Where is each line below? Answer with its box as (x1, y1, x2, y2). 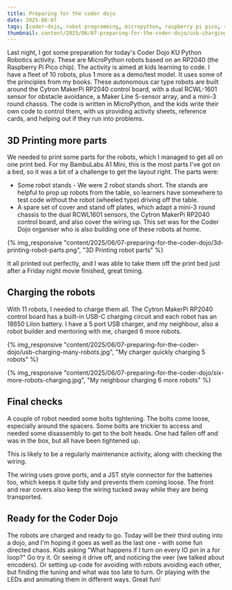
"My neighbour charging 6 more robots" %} (86, 376, 211, 384)
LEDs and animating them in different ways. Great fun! (7, 575, 161, 583)
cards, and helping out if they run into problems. (7, 115, 144, 123)
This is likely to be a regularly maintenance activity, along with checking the (7, 450, 222, 458)
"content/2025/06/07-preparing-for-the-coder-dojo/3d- (64, 239, 224, 247)
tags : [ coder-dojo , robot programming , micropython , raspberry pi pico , (7, 23, 221, 30)
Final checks (7, 396, 64, 408)
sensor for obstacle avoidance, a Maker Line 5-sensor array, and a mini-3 (7, 93, 216, 101)
